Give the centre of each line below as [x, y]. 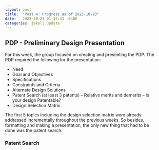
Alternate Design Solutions [39, 90]
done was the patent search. [34, 131]
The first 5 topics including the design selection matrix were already [73, 115]
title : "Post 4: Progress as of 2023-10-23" [52, 14]
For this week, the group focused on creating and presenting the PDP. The [80, 55]
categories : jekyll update [32, 23]
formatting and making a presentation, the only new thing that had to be [77, 125]
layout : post [18, 9]
